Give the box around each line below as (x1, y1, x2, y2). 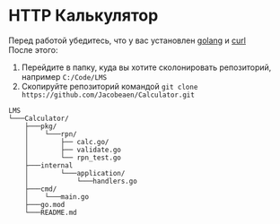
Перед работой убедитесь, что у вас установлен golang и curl (8, 35, 246, 46)
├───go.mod (24, 200, 66, 209)
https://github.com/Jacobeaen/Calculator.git (21, 90, 195, 99)
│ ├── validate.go (24, 145, 122, 154)
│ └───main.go (24, 192, 90, 202)
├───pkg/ (24, 122, 57, 131)
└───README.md (24, 208, 77, 217)
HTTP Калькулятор (8, 5, 159, 26)
